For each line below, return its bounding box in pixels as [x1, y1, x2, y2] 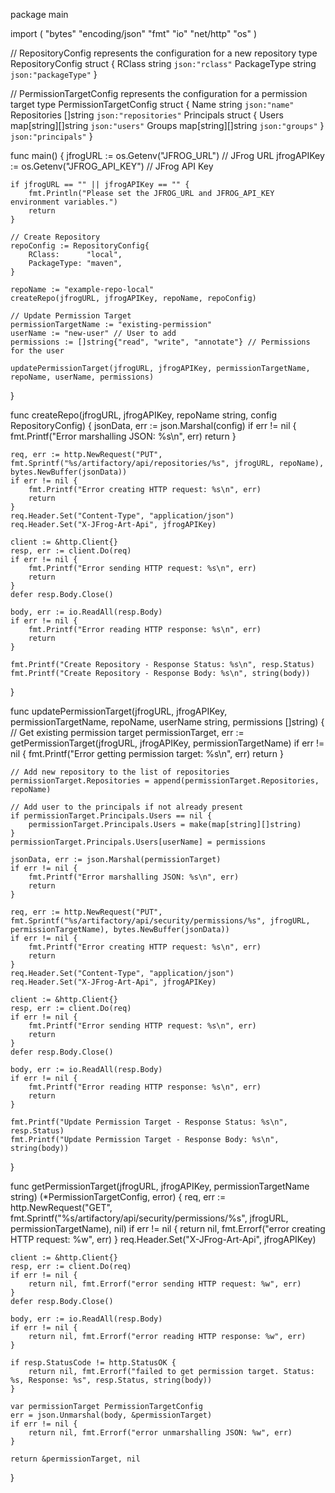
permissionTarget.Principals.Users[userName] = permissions [10, 837, 267, 847]
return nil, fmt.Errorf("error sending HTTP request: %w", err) [28, 1279, 302, 1289]
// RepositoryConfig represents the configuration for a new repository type [10, 47, 318, 59]
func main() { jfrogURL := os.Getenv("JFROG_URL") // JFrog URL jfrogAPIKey [10, 150, 325, 161]
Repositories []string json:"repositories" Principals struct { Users [10, 109, 284, 121]
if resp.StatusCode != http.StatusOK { [10, 1358, 177, 1368]
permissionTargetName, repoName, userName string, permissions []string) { [10, 716, 325, 728]
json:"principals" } [10, 130, 93, 142]
